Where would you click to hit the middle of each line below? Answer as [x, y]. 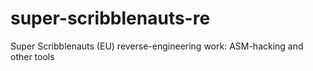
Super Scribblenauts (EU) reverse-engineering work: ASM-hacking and [157, 46]
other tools [32, 56]
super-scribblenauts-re [110, 18]
